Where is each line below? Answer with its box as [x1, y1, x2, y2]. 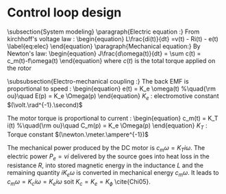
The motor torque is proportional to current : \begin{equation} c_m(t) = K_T [7, 114, 218, 122]
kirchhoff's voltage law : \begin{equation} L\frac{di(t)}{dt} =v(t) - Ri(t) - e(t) [7, 34, 219, 43]
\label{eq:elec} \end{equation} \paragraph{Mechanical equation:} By [7, 42, 201, 50]
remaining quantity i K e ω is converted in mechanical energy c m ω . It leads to [7, 169, 219, 178]
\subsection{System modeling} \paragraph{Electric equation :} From [7, 27, 200, 36]
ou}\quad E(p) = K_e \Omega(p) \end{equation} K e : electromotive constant [7, 91, 219, 101]
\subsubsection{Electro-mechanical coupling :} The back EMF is [7, 77, 190, 85]
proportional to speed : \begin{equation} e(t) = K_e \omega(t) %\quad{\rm [7, 84, 216, 93]
